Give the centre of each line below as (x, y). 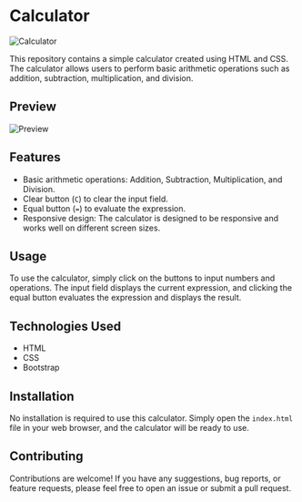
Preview (33, 107)
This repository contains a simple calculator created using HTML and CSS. (149, 58)
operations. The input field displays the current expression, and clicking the (151, 288)
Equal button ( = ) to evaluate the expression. (104, 208)
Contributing (46, 456)
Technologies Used (65, 326)
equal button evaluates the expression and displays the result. (126, 298)
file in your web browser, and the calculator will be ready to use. (130, 428)
